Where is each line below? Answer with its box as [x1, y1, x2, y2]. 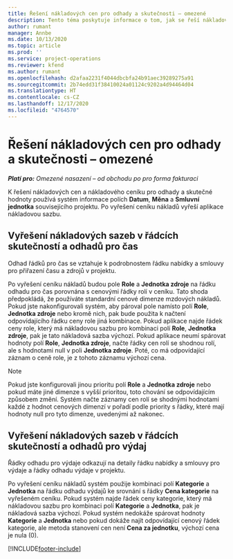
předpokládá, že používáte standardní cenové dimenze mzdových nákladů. [8, 294, 222, 303]
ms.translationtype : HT [8, 87, 77, 94]
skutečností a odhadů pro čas [8, 240, 138, 253]
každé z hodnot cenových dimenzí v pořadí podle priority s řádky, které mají [8, 402, 225, 411]
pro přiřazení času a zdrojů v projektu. [8, 266, 117, 274]
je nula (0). [8, 531, 39, 540]
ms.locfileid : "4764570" [8, 107, 80, 114]
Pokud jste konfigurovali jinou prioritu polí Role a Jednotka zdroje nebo [8, 380, 212, 389]
